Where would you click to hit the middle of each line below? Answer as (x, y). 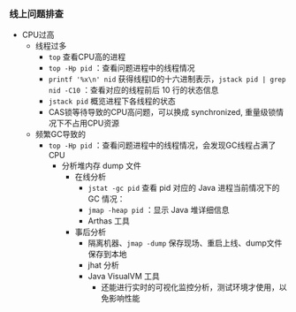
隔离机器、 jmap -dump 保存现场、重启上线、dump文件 (185, 243)
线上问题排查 (37, 13)
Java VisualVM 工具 (124, 277)
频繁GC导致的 (61, 134)
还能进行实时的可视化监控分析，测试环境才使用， (190, 287)
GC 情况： (106, 199)
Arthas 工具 (109, 221)
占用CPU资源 (95, 123)
